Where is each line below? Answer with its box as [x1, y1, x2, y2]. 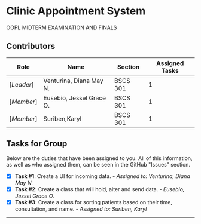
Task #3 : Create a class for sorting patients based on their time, [14, 198, 172, 205]
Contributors [6, 41, 56, 51]
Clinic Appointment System [6, 4, 146, 18]
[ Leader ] [9, 80, 34, 88]
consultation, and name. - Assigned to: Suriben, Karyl [14, 205, 147, 213]
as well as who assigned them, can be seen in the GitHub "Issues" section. [6, 161, 190, 168]
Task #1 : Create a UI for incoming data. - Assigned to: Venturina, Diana [14, 172, 190, 180]
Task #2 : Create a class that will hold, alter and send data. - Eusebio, [14, 185, 185, 192]
